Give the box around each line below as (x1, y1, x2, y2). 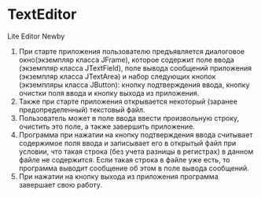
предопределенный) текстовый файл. (18, 104, 146, 115)
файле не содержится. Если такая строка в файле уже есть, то (18, 155, 230, 164)
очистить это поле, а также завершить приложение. (18, 122, 196, 131)
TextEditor (7, 5, 77, 24)
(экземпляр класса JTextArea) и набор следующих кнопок (18, 71, 216, 81)
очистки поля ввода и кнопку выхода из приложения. (18, 88, 200, 97)
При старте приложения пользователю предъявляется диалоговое (18, 46, 245, 56)
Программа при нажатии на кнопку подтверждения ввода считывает (18, 130, 253, 139)
